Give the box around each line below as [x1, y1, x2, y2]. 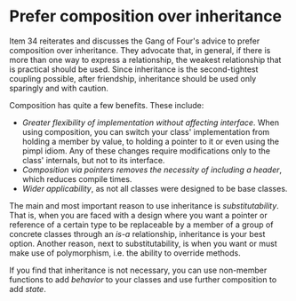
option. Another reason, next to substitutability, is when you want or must [9, 238, 277, 249]
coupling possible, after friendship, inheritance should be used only [9, 73, 257, 83]
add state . [9, 283, 46, 294]
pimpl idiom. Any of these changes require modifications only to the [21, 145, 271, 156]
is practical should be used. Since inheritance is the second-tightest [9, 64, 259, 75]
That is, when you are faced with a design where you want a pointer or [9, 210, 268, 220]
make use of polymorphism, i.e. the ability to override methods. [9, 247, 242, 258]
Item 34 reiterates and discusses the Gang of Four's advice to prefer [9, 36, 260, 46]
